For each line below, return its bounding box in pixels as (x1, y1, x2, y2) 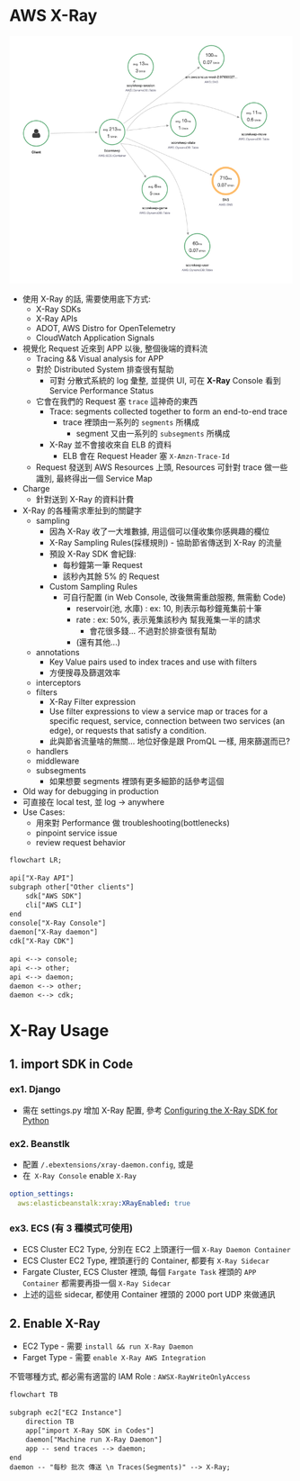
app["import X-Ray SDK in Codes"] (25, 1426, 154, 1435)
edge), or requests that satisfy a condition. (49, 725, 207, 736)
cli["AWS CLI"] (25, 900, 83, 909)
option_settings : (9, 1189, 75, 1198)
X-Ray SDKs (35, 303, 82, 314)
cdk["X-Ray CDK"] (9, 936, 75, 945)
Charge (22, 483, 50, 493)
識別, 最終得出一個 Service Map (35, 473, 153, 483)
